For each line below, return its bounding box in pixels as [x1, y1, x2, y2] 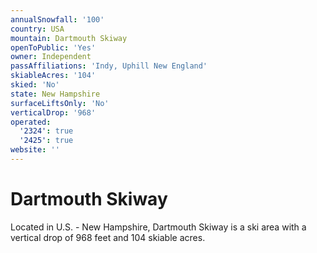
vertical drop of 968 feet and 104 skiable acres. [10, 231, 206, 243]
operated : [10, 117, 52, 127]
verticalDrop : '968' [10, 107, 97, 118]
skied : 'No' [10, 80, 60, 90]
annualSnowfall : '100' [10, 14, 105, 25]
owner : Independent [10, 52, 92, 62]
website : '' [10, 145, 60, 155]
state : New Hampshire [10, 89, 101, 99]
